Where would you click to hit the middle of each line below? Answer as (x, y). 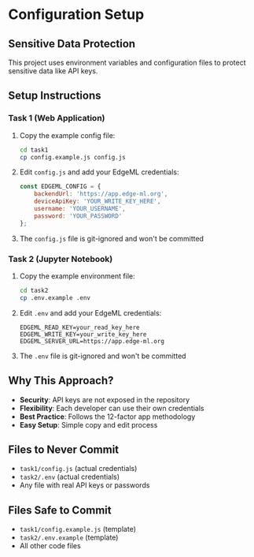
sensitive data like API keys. (53, 71)
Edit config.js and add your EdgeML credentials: (99, 172)
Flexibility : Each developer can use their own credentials (112, 408)
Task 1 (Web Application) (57, 118)
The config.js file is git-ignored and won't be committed (112, 238)
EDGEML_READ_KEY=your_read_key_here (79, 327)
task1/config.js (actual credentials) (78, 469)
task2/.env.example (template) (69, 537)
